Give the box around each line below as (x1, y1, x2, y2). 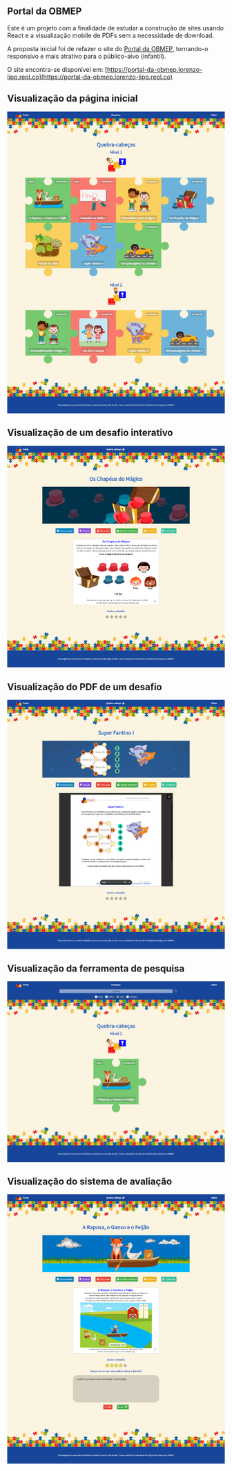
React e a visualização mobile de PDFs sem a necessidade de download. (7, 31, 215, 39)
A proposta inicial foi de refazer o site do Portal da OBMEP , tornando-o (7, 44, 209, 53)
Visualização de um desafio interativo (7, 427, 173, 439)
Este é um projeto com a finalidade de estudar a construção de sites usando (7, 23, 224, 32)
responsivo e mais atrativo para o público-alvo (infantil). (7, 52, 166, 60)
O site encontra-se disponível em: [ (7, 65, 108, 73)
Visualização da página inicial (7, 93, 138, 104)
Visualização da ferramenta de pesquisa (7, 962, 185, 974)
